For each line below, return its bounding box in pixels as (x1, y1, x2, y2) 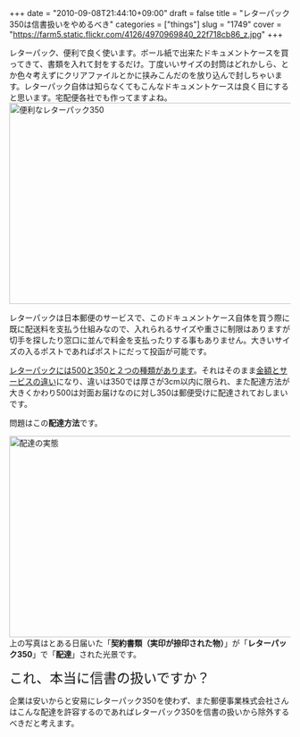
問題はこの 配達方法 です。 (9, 418, 103, 428)
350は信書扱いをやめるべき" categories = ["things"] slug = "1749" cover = (9, 19, 282, 30)
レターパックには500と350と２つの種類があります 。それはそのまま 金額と (9, 365, 280, 376)
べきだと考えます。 (9, 718, 79, 728)
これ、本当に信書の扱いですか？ (9, 670, 211, 687)
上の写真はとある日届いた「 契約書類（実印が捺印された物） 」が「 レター (9, 638, 271, 648)
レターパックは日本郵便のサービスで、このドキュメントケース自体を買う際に (9, 312, 290, 323)
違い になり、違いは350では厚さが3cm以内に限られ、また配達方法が (39, 377, 290, 386)
